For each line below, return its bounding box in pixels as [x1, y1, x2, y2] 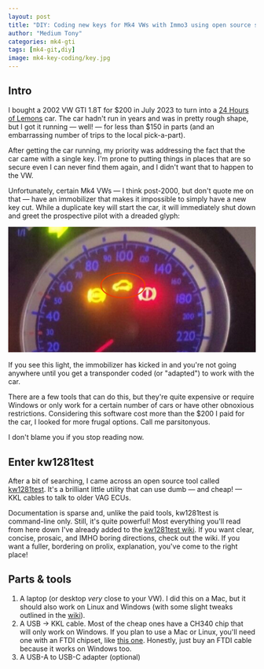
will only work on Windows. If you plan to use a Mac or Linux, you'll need [19, 626, 255, 637]
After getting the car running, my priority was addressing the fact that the [8, 146, 246, 155]
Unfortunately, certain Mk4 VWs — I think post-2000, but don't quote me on [8, 186, 254, 195]
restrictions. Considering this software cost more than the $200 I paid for [8, 409, 245, 419]
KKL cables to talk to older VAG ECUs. [8, 493, 131, 503]
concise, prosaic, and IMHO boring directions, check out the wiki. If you [8, 534, 240, 543]
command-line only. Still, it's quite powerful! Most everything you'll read [8, 516, 241, 527]
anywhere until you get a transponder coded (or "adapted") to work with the [8, 368, 255, 378]
